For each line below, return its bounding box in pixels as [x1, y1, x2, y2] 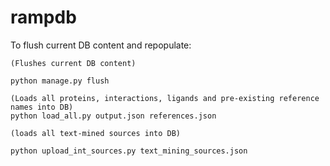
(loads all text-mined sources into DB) [10, 128, 182, 138]
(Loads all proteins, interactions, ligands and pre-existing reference [10, 93, 320, 103]
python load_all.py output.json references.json [10, 111, 217, 121]
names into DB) [10, 102, 74, 112]
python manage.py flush [10, 76, 110, 86]
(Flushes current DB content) [10, 58, 137, 68]
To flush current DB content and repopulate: [10, 39, 192, 51]
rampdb [10, 6, 77, 29]
